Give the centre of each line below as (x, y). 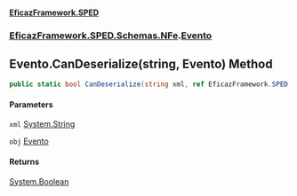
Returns (24, 161)
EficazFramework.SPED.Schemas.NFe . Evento (111, 35)
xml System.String (42, 124)
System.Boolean (39, 181)
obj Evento (29, 141)
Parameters (31, 104)
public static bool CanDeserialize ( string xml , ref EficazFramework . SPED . (151, 84)
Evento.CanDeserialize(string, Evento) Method (141, 63)
